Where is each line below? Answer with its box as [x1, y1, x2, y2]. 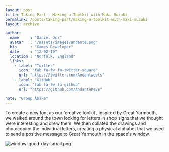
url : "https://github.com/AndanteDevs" [18, 87, 102, 92]
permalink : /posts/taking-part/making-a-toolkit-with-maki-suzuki [5, 17, 148, 22]
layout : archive [5, 21, 39, 27]
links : [10, 58, 24, 63]
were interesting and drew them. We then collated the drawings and [5, 120, 146, 126]
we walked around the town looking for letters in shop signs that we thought [5, 115, 163, 121]
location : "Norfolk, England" [10, 54, 76, 59]
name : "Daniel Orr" [10, 35, 62, 40]
